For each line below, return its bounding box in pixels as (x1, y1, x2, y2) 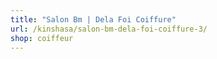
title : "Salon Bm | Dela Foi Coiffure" (10, 14, 177, 25)
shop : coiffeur (10, 33, 74, 43)
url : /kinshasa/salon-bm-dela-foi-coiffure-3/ (10, 24, 208, 34)
